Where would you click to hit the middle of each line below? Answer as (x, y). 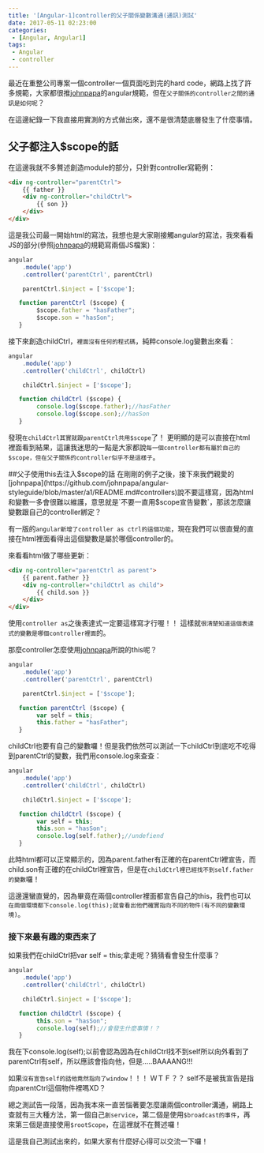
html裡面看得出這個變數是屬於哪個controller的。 (100, 539)
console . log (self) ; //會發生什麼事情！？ (98, 1028)
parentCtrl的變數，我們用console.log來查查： (88, 756)
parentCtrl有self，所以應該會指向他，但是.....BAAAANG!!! (100, 1061)
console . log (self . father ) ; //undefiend (100, 836)
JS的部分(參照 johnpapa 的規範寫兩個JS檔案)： (83, 245)
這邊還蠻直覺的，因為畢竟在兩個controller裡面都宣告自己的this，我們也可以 (130, 896)
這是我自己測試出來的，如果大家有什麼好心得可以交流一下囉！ (108, 1141)
